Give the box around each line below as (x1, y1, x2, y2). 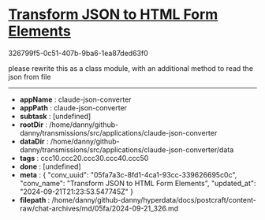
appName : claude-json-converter (19, 95, 132, 104)
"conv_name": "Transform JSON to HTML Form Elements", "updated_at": (19, 178, 256, 188)
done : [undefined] (19, 162, 81, 171)
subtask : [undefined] (19, 111, 91, 121)
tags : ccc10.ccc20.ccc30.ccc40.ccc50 (19, 153, 149, 162)
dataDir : (19, 136, 49, 146)
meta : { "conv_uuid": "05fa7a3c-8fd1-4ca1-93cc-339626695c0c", (19, 170, 237, 179)
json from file (8, 72, 51, 81)
